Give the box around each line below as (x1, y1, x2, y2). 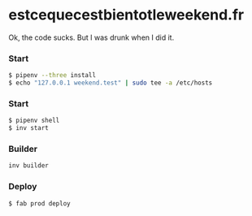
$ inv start (8, 124, 49, 132)
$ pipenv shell (8, 116, 60, 125)
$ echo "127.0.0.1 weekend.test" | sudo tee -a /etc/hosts (8, 79, 213, 87)
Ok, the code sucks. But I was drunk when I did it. (8, 32, 175, 42)
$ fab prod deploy (8, 199, 71, 208)
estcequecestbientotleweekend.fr (8, 6, 245, 24)
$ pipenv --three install (8, 71, 96, 80)
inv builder (8, 162, 49, 170)
